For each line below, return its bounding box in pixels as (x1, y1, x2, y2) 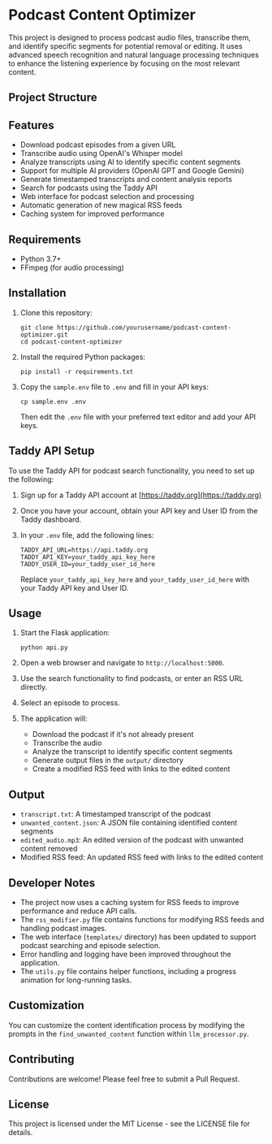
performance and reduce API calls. (19, 906, 137, 916)
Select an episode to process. (19, 698, 120, 708)
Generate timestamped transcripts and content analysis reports (19, 175, 233, 184)
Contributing (8, 1052, 75, 1066)
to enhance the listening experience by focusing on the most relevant (8, 58, 240, 68)
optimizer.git (19, 331, 68, 339)
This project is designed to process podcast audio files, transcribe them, (8, 32, 252, 42)
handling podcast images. (19, 924, 107, 934)
